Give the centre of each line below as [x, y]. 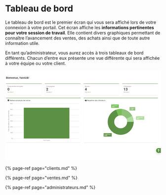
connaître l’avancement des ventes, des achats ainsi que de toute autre [78, 38]
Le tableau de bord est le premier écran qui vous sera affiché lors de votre [81, 22]
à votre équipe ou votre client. [36, 63]
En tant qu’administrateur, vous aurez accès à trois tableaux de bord [74, 53]
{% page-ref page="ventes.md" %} [41, 178]
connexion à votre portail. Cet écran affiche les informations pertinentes [80, 27]
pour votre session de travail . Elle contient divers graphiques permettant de [83, 33]
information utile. [22, 43]
